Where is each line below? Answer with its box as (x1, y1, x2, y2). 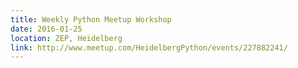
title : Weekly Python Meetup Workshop (10, 14, 172, 25)
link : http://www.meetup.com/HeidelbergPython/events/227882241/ (10, 42, 288, 53)
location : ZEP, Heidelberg (10, 33, 123, 43)
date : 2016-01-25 (10, 24, 83, 34)
